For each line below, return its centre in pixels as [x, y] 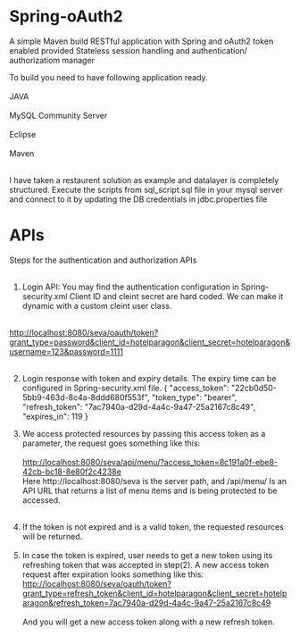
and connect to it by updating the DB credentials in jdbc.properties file [138, 199]
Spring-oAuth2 [66, 17]
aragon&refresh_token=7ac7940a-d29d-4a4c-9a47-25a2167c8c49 [146, 603]
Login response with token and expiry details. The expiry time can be [149, 378]
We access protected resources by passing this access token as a [144, 433]
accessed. [41, 500]
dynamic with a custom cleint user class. [97, 305]
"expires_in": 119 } [55, 416]
